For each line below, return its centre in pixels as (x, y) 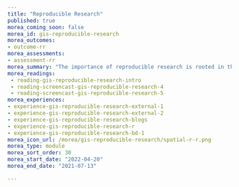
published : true (31, 21)
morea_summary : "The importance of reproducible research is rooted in (116, 67)
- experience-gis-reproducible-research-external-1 (85, 107)
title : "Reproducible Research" (55, 14)
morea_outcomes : (31, 41)
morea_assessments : (36, 54)
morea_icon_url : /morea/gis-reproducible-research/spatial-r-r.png (110, 139)
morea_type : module (36, 146)
